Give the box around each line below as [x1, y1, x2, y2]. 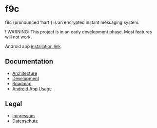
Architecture [12, 70, 38, 76]
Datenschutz [12, 118, 38, 124]
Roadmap [12, 80, 32, 86]
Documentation [5, 57, 54, 66]
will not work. [5, 34, 32, 40]
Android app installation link [5, 43, 61, 49]
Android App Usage [12, 86, 52, 92]
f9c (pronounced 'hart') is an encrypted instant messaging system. [5, 19, 140, 25]
